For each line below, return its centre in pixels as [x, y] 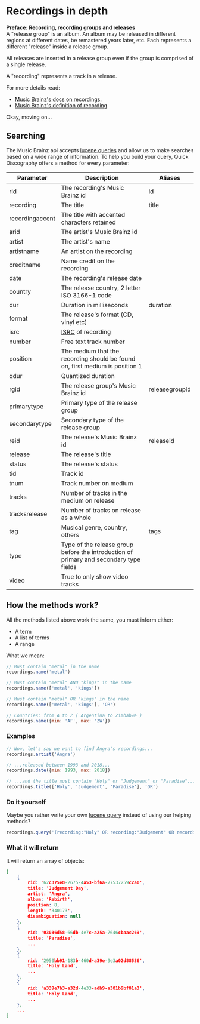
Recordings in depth [57, 11]
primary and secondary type [101, 559]
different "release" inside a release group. [57, 47]
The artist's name [85, 241]
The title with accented [93, 214]
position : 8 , [44, 905]
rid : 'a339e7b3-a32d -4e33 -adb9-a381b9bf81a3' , [86, 988]
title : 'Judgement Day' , [58, 888]
